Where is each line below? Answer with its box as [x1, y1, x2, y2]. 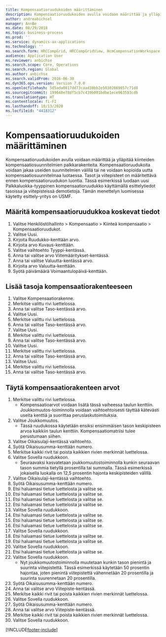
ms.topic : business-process [5, 30, 64, 35]
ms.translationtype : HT [5, 94, 55, 99]
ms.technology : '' [5, 44, 43, 49]
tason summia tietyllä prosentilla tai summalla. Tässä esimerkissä [20, 465, 152, 471]
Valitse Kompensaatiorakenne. [12, 295, 74, 302]
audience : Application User [5, 53, 64, 58]
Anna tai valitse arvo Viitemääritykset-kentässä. [12, 252, 110, 258]
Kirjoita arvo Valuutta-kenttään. [12, 263, 76, 269]
